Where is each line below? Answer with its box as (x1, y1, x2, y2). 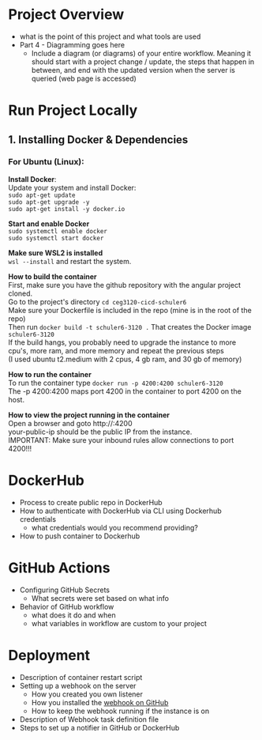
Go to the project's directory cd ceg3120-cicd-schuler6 (8, 296, 187, 306)
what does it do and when (31, 610, 116, 620)
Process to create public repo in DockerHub (19, 497, 163, 507)
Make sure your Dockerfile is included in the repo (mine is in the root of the (8, 305, 253, 315)
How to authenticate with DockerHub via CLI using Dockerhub (19, 506, 223, 515)
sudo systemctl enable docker (8, 227, 108, 235)
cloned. (8, 289, 33, 298)
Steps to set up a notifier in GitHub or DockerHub (19, 723, 180, 732)
